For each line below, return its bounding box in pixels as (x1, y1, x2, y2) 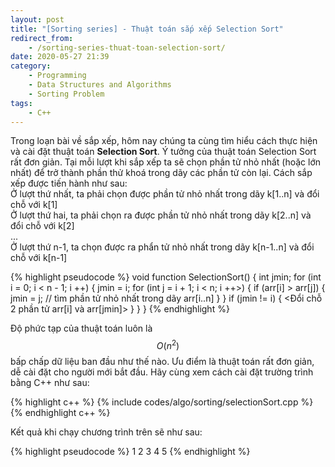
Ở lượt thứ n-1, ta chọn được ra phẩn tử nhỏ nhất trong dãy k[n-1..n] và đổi (10, 241, 315, 253)
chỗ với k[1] (10, 199, 58, 211)
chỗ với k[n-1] (10, 252, 68, 264)
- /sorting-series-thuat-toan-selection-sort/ (28, 42, 226, 53)
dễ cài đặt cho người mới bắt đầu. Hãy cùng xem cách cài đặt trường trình (10, 366, 314, 378)
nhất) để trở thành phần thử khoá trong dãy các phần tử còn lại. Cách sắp (10, 167, 313, 179)
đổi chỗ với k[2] (10, 220, 75, 232)
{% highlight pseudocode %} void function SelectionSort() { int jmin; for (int (10, 271, 322, 283)
